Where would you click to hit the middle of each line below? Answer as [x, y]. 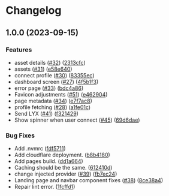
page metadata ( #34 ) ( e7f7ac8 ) [53, 101]
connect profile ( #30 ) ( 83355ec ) [54, 75]
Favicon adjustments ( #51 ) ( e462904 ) [61, 94]
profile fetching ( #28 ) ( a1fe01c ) [52, 107]
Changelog [34, 10]
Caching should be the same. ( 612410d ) [63, 168]
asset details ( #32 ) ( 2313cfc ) [50, 62]
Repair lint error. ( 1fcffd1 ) [45, 187]
